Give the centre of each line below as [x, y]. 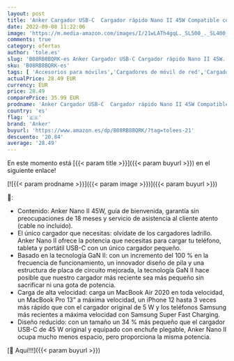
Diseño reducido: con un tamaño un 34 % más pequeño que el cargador [121, 322]
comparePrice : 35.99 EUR [43, 98]
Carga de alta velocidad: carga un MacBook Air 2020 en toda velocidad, [121, 293]
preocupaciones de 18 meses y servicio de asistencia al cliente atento [117, 218]
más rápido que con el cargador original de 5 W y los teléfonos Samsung [122, 307]
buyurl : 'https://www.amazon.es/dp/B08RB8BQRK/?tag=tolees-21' [101, 130]
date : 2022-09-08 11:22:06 [46, 26]
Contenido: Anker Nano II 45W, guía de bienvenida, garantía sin [108, 211]
